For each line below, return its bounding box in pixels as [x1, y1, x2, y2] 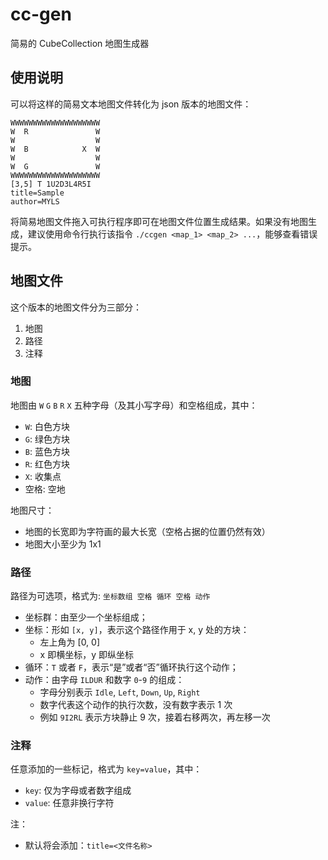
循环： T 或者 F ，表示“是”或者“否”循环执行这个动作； [24, 661, 239, 673]
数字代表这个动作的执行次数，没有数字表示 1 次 [39, 699, 233, 711]
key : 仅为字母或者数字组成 [24, 784, 132, 797]
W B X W [10, 144, 101, 154]
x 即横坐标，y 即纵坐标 [39, 649, 134, 661]
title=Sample [10, 188, 65, 198]
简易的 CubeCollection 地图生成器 [10, 37, 150, 49]
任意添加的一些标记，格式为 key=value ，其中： [10, 763, 203, 775]
